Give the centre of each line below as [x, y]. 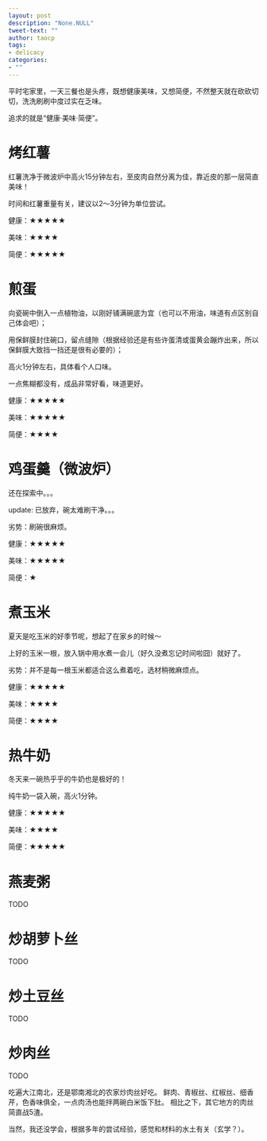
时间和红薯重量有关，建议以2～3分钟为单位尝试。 [89, 203]
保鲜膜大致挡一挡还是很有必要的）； [66, 349]
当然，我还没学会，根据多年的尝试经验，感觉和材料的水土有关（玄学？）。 [128, 1129]
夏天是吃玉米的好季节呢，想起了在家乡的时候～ [85, 636]
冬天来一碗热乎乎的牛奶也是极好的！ [68, 779]
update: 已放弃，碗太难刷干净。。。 [64, 509]
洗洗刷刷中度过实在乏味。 [64, 101]
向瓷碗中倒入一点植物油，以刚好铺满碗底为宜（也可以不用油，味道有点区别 [130, 313]
